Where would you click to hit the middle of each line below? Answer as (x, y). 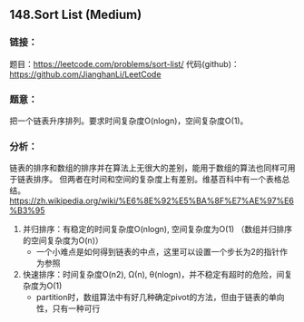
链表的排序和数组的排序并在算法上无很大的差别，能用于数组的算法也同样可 (148, 168)
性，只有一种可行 (68, 308)
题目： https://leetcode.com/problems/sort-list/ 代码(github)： (125, 63)
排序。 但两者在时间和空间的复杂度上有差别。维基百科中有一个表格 (157, 180)
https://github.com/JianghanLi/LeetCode (85, 74)
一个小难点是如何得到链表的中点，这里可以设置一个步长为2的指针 (158, 252)
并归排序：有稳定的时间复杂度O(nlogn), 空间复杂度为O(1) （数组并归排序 (157, 229)
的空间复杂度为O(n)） (63, 240)
